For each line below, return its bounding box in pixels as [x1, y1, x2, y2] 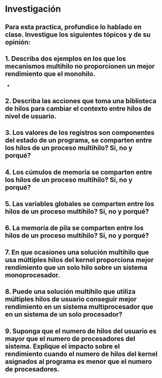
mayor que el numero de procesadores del [5, 335, 135, 343]
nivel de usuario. [5, 112, 57, 120]
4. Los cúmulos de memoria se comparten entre [5, 168, 153, 176]
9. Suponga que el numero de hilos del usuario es [5, 327, 157, 335]
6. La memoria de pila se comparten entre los [5, 224, 144, 232]
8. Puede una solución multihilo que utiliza [5, 287, 136, 296]
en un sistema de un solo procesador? [5, 310, 123, 319]
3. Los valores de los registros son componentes [5, 129, 155, 137]
